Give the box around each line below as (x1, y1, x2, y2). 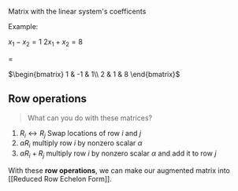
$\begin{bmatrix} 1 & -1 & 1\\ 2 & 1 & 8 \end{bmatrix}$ (8, 69, 180, 79)
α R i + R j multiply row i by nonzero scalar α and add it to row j (19, 149, 217, 160)
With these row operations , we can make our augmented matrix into (8, 166, 231, 175)
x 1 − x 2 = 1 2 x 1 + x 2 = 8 (8, 37, 83, 48)
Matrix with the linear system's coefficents (8, 7, 147, 16)
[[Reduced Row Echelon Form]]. (8, 174, 112, 183)
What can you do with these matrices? (27, 113, 152, 123)
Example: (8, 22, 39, 31)
